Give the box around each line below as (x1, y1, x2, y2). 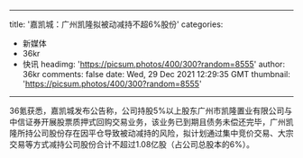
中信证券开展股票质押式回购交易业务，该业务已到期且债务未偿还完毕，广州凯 (9, 117, 294, 127)
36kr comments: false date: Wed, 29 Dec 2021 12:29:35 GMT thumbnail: (22, 69, 290, 79)
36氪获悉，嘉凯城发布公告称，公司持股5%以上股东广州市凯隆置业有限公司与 (9, 105, 293, 116)
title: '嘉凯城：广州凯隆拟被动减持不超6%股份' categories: (9, 19, 224, 30)
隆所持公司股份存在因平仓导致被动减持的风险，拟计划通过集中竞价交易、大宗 (9, 127, 294, 138)
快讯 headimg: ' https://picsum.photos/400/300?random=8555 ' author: (22, 59, 286, 69)
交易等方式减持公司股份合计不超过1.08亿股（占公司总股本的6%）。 (9, 139, 255, 149)
